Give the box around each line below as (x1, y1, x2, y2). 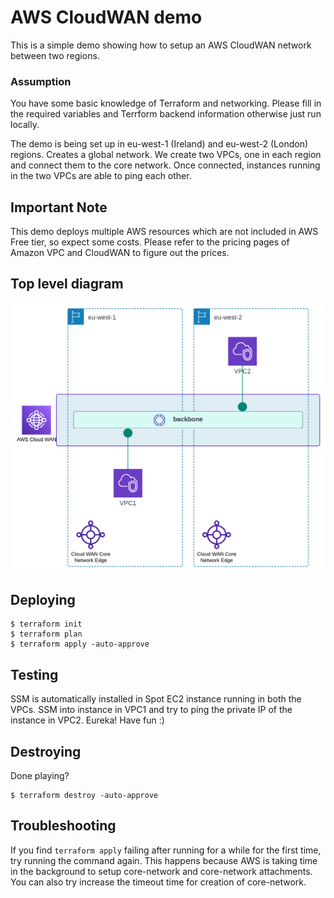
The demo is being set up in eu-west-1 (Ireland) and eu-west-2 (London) (10, 138, 309, 150)
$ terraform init (10, 619, 83, 630)
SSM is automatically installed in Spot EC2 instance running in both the (10, 693, 302, 705)
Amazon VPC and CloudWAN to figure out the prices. (10, 247, 230, 259)
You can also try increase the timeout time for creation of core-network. (10, 876, 307, 888)
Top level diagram (10, 276, 124, 293)
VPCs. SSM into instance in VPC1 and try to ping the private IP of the (10, 704, 293, 716)
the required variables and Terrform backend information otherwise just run (10, 108, 322, 120)
